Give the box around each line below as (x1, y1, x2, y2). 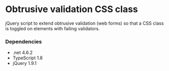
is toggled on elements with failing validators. (5, 25, 100, 31)
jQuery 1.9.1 (12, 60, 37, 66)
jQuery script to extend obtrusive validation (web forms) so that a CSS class (5, 20, 164, 26)
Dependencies (5, 38, 42, 45)
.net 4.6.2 (12, 49, 33, 56)
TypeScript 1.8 (12, 55, 43, 61)
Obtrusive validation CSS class (5, 4, 138, 15)
